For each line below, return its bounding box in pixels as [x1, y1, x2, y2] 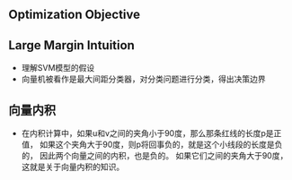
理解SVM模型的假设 [21, 63, 95, 73]
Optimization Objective [8, 7, 141, 22]
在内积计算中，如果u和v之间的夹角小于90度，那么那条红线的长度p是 [21, 128, 275, 139]
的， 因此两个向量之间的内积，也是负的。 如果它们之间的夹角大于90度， [21, 150, 288, 161]
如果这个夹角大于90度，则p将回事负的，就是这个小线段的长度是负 [39, 139, 283, 150]
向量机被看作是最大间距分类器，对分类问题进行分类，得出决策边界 [21, 73, 266, 84]
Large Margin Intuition [8, 38, 136, 53]
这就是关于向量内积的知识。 [21, 161, 125, 173]
